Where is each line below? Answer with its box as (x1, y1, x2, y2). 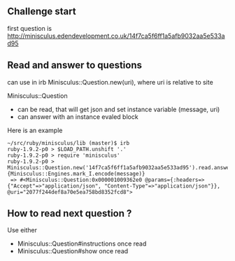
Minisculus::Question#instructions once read (17, 239, 147, 248)
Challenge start (7, 6, 76, 17)
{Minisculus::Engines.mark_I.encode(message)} (7, 170, 145, 177)
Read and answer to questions (7, 59, 142, 71)
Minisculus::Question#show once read (17, 247, 129, 255)
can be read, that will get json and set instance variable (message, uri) (17, 105, 220, 113)
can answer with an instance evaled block (17, 112, 138, 121)
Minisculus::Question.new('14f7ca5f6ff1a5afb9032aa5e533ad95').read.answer (7, 164, 233, 171)
